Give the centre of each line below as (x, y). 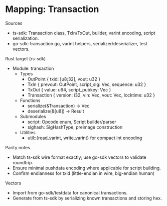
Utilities (28, 132)
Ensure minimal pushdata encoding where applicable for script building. (87, 168)
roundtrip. (23, 162)
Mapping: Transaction (52, 9)
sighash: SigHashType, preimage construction (75, 127)
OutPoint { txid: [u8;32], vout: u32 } (64, 79)
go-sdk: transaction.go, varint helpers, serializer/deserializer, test (80, 43)
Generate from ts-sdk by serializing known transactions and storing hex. (87, 198)
